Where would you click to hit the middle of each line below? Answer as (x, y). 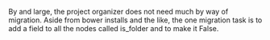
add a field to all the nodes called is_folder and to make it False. (114, 28)
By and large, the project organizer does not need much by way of (118, 12)
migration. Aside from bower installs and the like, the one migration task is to (135, 20)
